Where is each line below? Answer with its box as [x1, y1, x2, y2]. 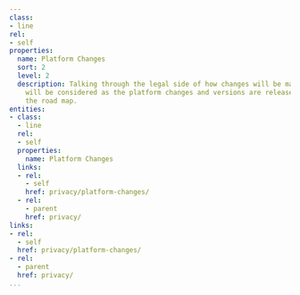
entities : [9, 105, 46, 114]
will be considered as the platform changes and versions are [25, 88, 262, 97]
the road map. [25, 96, 78, 105]
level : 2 [17, 72, 50, 80]
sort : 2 [17, 63, 46, 72]
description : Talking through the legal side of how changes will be [17, 80, 281, 88]
